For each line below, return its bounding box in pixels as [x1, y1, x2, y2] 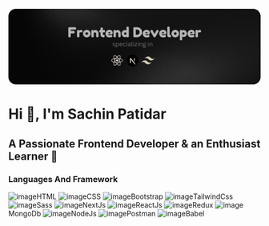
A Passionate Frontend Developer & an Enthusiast [8, 137, 261, 151]
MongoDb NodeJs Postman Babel [8, 208, 205, 218]
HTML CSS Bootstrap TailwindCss [36, 192, 234, 201]
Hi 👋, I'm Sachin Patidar [8, 105, 167, 123]
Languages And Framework [8, 173, 118, 184]
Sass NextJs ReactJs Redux [36, 200, 214, 209]
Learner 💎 [8, 149, 58, 163]
